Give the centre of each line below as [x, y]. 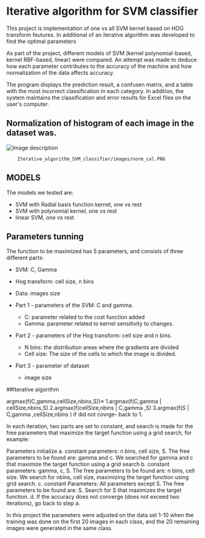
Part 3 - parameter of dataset [52, 366]
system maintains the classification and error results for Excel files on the [99, 97]
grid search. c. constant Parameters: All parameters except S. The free [95, 484]
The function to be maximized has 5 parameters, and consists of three [95, 251]
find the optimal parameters [41, 41]
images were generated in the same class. [60, 528]
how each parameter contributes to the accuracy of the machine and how [99, 66]
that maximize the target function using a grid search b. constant [88, 464]
